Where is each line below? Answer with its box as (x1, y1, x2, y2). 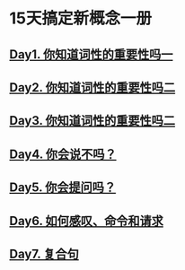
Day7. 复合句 (9, 246, 79, 261)
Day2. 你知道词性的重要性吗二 (9, 80, 176, 95)
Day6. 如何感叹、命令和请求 (9, 213, 163, 229)
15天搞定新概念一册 (9, 8, 153, 29)
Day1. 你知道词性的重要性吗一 (9, 47, 173, 62)
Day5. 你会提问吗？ (9, 180, 117, 196)
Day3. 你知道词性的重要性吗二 (9, 113, 176, 128)
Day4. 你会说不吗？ (9, 146, 117, 161)
